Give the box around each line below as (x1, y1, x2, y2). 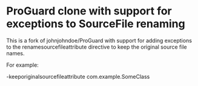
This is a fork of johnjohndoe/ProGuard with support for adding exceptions (6, 37, 193, 44)
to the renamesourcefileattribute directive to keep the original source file (6, 43, 187, 51)
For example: (6, 61, 39, 69)
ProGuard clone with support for (6, 4, 173, 18)
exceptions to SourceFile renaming (6, 17, 186, 31)
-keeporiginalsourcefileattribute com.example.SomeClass (6, 73, 150, 80)
